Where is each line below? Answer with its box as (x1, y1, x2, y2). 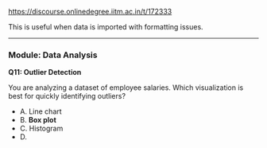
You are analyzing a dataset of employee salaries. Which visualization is (8, 83, 244, 92)
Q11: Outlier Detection (8, 68, 82, 77)
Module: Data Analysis (8, 49, 98, 60)
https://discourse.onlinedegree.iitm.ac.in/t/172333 (8, 7, 172, 16)
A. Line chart (19, 107, 62, 116)
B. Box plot (19, 115, 57, 125)
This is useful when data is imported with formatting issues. (8, 22, 204, 31)
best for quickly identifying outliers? (8, 92, 126, 101)
